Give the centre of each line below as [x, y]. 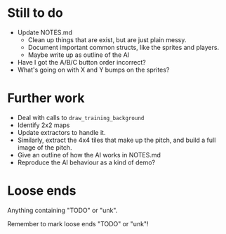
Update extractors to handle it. [61, 132]
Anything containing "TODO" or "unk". [62, 210]
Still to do [35, 13]
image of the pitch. [45, 147]
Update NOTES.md [45, 32]
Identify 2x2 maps [44, 125]
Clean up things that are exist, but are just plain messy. [107, 39]
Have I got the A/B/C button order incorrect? [81, 62]
